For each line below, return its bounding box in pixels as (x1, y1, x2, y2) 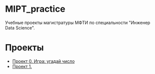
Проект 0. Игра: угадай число (12, 58, 75, 64)
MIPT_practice (5, 3, 65, 15)
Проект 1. (12, 63, 32, 69)
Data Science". (5, 25, 35, 30)
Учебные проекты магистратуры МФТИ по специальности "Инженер (5, 20, 151, 25)
